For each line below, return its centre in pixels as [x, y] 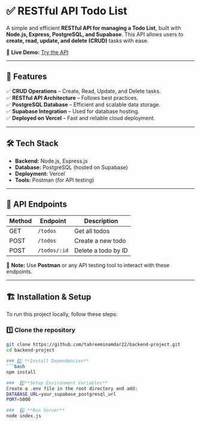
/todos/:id [53, 250]
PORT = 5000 [19, 400]
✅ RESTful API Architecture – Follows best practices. [72, 97]
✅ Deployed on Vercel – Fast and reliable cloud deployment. [81, 118]
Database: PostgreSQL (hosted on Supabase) [71, 167]
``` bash [16, 367]
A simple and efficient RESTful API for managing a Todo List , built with [94, 27]
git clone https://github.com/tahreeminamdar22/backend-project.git [93, 345]
